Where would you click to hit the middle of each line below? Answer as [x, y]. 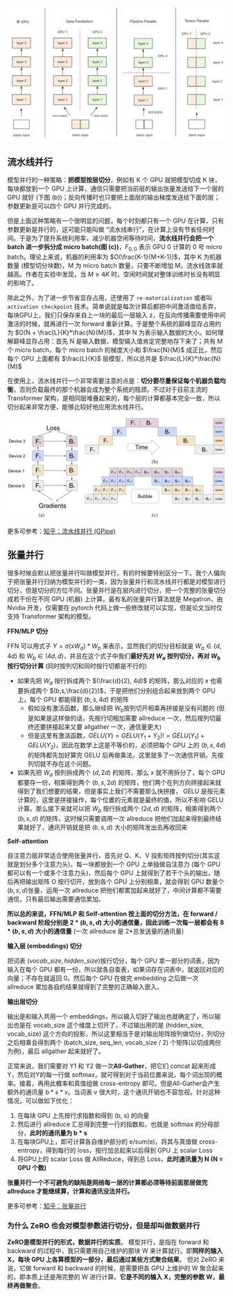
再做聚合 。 [28, 1285]
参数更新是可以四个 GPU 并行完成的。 [61, 206]
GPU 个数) [32, 1167]
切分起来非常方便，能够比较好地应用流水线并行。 [77, 407]
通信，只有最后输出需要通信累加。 [56, 899]
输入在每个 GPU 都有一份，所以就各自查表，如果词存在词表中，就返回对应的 [115, 969]
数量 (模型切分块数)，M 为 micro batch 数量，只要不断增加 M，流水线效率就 [115, 266]
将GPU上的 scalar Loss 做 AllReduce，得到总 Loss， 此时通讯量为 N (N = [120, 1159]
